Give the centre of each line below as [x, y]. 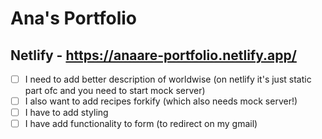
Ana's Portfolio [74, 18]
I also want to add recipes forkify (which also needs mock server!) [161, 101]
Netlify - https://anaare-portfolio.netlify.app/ [153, 55]
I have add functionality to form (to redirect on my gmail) [141, 124]
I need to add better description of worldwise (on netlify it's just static [168, 79]
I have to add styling [66, 113]
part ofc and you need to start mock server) [115, 91]
